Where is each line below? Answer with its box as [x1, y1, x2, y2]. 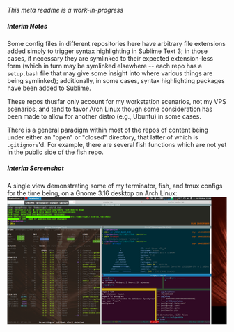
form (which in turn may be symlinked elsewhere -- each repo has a [7, 61, 202, 70]
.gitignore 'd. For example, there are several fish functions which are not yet [7, 140, 227, 149]
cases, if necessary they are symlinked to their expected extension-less [7, 54, 214, 62]
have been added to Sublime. [7, 84, 92, 92]
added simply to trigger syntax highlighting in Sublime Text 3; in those [7, 47, 208, 55]
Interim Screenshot [7, 164, 64, 172]
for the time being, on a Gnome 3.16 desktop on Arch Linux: [7, 188, 178, 197]
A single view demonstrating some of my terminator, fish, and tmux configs [7, 181, 223, 190]
